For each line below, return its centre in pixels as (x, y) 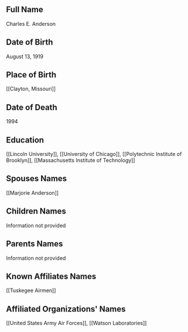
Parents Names (35, 244)
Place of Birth (31, 75)
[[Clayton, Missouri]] (31, 89)
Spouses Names (37, 179)
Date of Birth (30, 43)
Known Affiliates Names (51, 276)
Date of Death (32, 107)
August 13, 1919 (25, 56)
